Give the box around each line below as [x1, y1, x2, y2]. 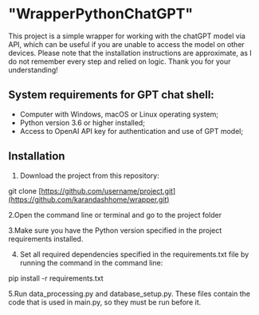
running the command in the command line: [19, 258, 163, 267]
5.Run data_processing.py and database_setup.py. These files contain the [8, 289, 251, 298]
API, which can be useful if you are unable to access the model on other [8, 39, 245, 49]
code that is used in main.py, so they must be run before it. [8, 297, 202, 307]
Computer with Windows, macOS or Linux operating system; [19, 109, 219, 119]
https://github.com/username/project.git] [41, 186, 176, 195]
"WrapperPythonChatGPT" [8, 5, 194, 23]
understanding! [8, 65, 58, 74]
